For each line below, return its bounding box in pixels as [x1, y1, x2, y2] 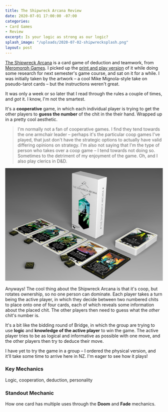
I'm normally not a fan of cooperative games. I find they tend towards [17, 126, 160, 132]
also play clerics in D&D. [17, 158, 67, 164]
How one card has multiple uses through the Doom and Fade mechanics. [5, 401, 156, 407]
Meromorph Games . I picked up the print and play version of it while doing [5, 65, 158, 71]
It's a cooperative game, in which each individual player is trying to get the [5, 105, 160, 111]
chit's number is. [5, 312, 40, 318]
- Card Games [5, 24, 32, 29]
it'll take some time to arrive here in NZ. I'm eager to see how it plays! [5, 353, 148, 359]
